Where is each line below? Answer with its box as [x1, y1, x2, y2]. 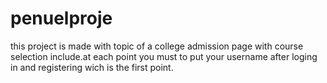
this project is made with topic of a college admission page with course [10, 40, 304, 52]
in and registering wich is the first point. [10, 61, 174, 73]
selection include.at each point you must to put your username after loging [10, 50, 318, 62]
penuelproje [10, 7, 113, 30]
